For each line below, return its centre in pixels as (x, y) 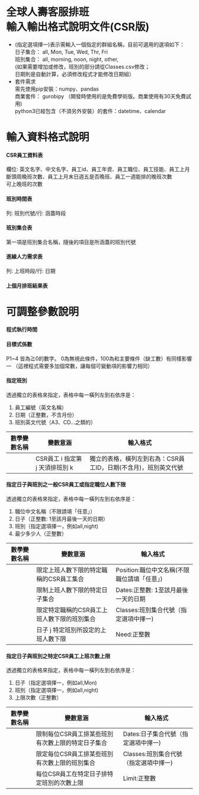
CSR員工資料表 (25, 155)
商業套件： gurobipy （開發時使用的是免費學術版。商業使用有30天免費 (100, 96)
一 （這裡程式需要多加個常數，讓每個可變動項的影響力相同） (79, 366)
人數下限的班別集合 (69, 619)
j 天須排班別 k (54, 467)
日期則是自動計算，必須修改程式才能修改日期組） (74, 74)
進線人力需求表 (24, 257)
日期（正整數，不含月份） (46, 414)
